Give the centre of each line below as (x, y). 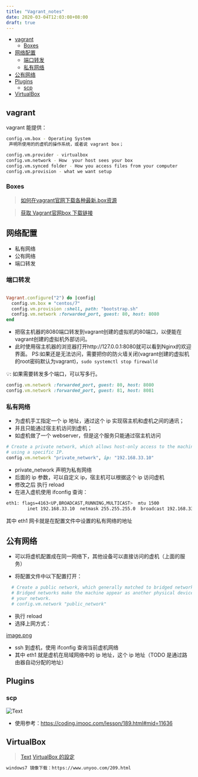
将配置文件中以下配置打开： (48, 576)
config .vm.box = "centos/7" (46, 303)
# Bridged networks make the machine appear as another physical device (103, 593)
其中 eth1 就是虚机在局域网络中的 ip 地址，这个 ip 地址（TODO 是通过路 (101, 655)
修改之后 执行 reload (39, 485)
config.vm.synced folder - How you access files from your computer (92, 166)
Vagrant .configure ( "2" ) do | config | (51, 298)
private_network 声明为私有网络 (53, 470)
